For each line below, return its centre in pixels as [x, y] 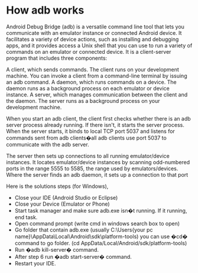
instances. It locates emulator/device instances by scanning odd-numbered [98, 162]
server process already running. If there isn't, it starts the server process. [95, 125]
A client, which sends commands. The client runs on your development [92, 69]
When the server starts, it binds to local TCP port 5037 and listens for [91, 131]
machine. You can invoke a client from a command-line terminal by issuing [97, 76]
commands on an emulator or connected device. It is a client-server [89, 51]
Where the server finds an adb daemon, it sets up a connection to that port [97, 174]
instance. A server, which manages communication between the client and [97, 95]
